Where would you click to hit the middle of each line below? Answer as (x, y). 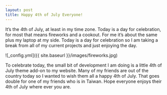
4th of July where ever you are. (38, 86)
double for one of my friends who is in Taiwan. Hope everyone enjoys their (83, 81)
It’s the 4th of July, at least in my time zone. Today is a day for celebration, (83, 29)
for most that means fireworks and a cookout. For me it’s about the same (81, 35)
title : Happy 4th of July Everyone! (44, 15)
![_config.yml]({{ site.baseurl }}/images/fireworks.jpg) (62, 55)
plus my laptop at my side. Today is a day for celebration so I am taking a (82, 40)
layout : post (19, 10)
